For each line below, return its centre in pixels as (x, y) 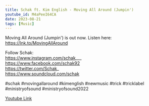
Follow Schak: (19, 53)
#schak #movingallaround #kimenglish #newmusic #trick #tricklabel (75, 84)
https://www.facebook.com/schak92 (43, 63)
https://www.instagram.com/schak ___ (43, 58)
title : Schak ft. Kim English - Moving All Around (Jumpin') (70, 10)
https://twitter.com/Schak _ (32, 69)
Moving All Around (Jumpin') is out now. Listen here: (59, 38)
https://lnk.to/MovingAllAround (37, 43)
